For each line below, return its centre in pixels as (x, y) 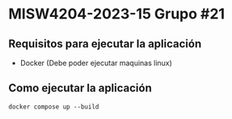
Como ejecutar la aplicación (80, 88)
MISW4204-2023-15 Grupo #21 (116, 14)
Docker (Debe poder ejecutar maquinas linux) (96, 63)
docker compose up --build (54, 107)
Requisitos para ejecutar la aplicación (105, 44)
